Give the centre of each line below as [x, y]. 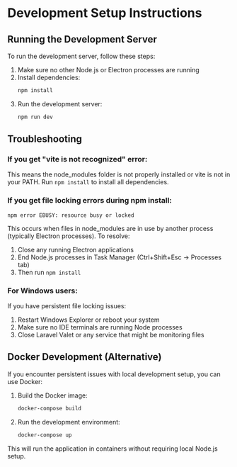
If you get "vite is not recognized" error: [77, 159]
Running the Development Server [82, 39]
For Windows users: [42, 291]
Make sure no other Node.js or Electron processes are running [108, 70]
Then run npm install [49, 272]
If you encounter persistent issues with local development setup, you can [114, 374]
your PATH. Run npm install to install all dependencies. [88, 182]
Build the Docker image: [53, 395]
